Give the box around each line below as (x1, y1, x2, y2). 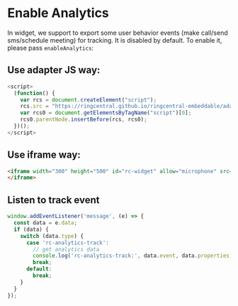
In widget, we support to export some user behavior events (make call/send (7, 28, 228, 37)
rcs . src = (20, 103, 50, 110)
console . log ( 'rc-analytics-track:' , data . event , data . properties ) (33, 252, 233, 260)
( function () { (13, 89, 55, 97)
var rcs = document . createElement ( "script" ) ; (20, 96, 157, 104)
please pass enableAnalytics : (7, 43, 94, 52)
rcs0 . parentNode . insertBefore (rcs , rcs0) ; (20, 116, 147, 124)
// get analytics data (33, 246, 100, 253)
